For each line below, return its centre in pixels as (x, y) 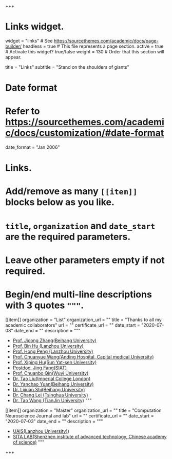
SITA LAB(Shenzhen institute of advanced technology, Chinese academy (90, 436)
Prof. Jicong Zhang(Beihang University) (54, 340)
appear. (13, 57)
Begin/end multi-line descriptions (79, 294)
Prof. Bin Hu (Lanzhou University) (48, 346)
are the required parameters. (68, 237)
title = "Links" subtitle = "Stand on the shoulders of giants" (67, 67)
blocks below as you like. (60, 202)
